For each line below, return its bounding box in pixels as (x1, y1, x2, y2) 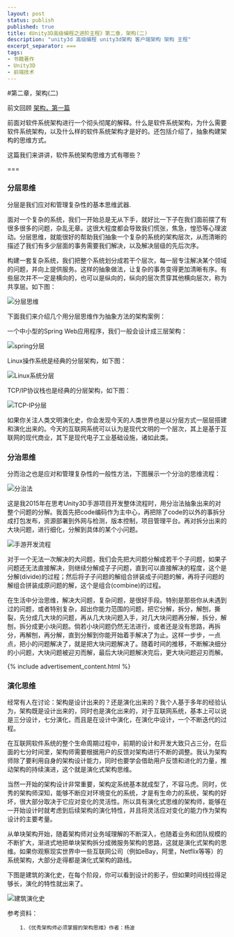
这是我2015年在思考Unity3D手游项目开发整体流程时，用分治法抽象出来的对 (7, 500, 221, 508)
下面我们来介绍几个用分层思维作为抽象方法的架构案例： (7, 312, 166, 320)
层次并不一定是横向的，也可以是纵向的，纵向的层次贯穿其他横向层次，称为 (13, 273, 227, 282)
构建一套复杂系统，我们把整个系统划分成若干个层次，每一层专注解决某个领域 (7, 256, 227, 264)
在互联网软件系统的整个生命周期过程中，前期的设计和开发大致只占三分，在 (7, 739, 221, 747)
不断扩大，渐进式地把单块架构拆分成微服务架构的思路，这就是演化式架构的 (7, 839, 221, 847)
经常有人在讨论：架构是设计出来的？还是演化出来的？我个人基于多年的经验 (7, 698, 221, 707)
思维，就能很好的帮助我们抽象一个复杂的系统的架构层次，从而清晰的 (31, 232, 227, 241)
